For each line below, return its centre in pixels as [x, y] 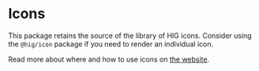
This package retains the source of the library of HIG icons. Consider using [130, 35]
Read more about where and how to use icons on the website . [109, 59]
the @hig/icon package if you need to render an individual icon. [111, 43]
